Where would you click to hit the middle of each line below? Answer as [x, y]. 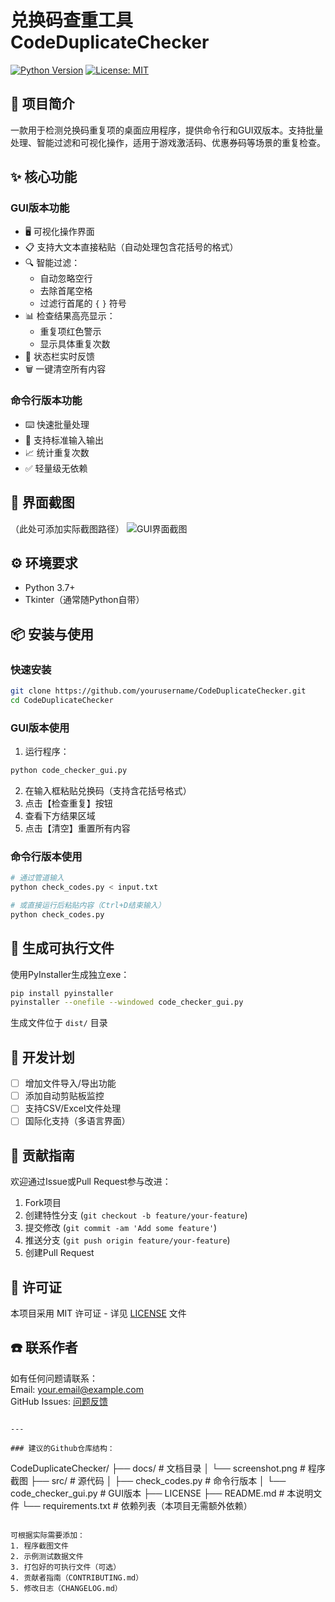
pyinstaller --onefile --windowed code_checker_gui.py [127, 1002]
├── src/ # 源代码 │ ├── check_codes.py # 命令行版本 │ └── [158, 1480]
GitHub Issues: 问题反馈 [59, 1401]
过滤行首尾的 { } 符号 [83, 303]
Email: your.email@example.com [77, 1389]
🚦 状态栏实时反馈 [59, 357]
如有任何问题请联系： [54, 1378]
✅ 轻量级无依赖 [56, 468]
